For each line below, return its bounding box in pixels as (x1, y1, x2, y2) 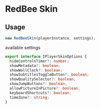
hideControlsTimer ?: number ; (9, 59, 69, 64)
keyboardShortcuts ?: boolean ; (9, 90, 71, 95)
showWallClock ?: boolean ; (9, 67, 63, 73)
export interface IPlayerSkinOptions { (5, 54, 87, 59)
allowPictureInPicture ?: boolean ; (9, 86, 80, 91)
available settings (5, 44, 41, 50)
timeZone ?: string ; (9, 95, 50, 100)
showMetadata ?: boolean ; (9, 63, 61, 68)
